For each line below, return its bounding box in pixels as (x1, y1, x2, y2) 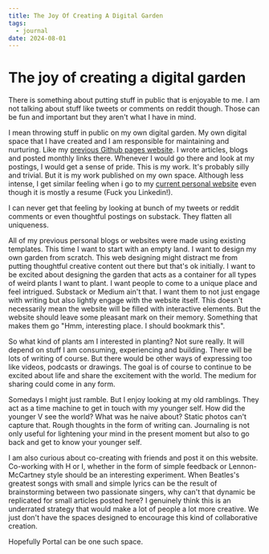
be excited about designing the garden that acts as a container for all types (8, 270, 257, 279)
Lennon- (228, 462, 257, 471)
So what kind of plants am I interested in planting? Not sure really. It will (8, 336, 245, 346)
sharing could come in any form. (8, 379, 116, 389)
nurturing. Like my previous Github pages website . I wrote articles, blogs (8, 145, 249, 155)
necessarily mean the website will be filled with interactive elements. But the (8, 304, 261, 314)
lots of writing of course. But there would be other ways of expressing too (8, 354, 253, 364)
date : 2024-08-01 (8, 34, 67, 43)
